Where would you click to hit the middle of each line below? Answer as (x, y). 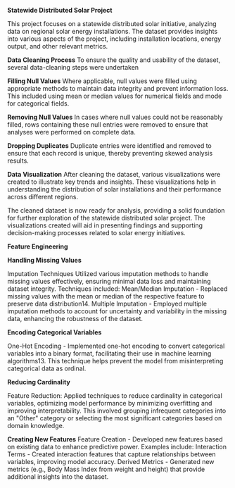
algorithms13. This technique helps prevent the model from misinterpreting (115, 361)
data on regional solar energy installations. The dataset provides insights (113, 31)
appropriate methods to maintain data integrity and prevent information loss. (118, 88)
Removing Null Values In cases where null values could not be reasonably (115, 117)
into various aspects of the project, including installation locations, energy (114, 39)
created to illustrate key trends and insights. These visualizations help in (112, 182)
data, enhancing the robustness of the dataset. (75, 319)
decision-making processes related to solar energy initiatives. (97, 233)
